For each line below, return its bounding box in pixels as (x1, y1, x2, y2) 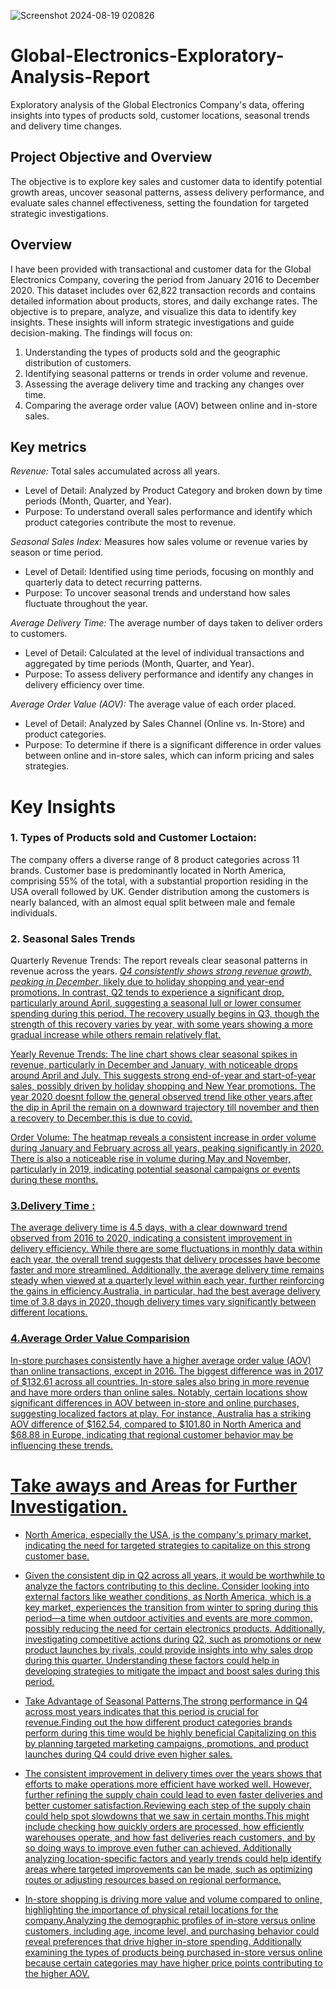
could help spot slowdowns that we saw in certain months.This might (24, 1810, 310, 1822)
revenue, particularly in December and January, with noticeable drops (10, 1059, 298, 1071)
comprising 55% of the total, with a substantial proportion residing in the (10, 875, 309, 887)
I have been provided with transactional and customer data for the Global (10, 263, 312, 275)
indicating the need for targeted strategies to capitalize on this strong (24, 1539, 311, 1551)
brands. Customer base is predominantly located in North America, (10, 864, 287, 876)
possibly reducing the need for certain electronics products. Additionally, (24, 1622, 326, 1634)
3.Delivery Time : (10, 1199, 96, 1213)
